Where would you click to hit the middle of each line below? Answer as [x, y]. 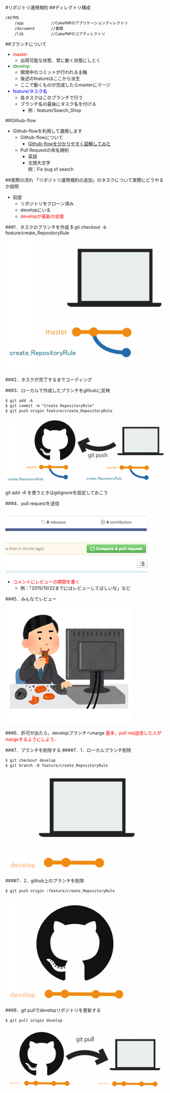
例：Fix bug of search [51, 169]
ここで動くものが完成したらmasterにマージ [65, 85]
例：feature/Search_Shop [54, 110]
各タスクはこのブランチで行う [51, 98]
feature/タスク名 [30, 91]
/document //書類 [39, 29]
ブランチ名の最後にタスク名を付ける [58, 104]
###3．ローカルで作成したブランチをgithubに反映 [58, 390]
